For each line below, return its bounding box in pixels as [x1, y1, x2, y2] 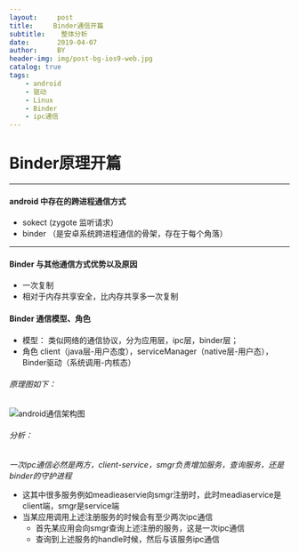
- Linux [25, 95, 53, 105]
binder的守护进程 [9, 470, 73, 481]
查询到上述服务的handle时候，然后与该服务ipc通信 [35, 534, 221, 545]
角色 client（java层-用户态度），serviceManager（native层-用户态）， [21, 346, 274, 357]
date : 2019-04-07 [9, 37, 98, 47]
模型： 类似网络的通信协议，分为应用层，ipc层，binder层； [21, 334, 238, 345]
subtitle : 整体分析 [9, 29, 88, 38]
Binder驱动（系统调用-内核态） [21, 357, 136, 367]
